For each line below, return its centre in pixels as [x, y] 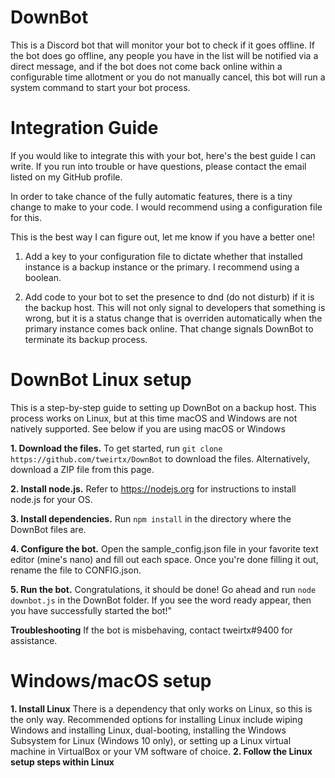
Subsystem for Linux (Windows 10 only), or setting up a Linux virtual [151, 740]
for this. [26, 217]
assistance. [34, 640]
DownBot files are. [48, 529]
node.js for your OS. [51, 499]
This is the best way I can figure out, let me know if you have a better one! [163, 237]
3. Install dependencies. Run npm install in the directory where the [151, 518]
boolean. [43, 277]
